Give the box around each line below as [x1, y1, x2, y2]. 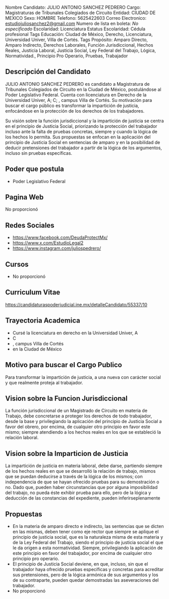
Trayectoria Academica [5, 316, 81, 325]
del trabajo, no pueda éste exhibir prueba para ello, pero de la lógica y [5, 489, 151, 496]
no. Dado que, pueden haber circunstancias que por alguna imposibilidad [5, 484, 158, 490]
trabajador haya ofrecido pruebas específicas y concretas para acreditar [12, 566, 164, 572]
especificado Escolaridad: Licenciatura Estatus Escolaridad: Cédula [5, 26, 145, 32]
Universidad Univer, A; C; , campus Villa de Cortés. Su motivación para [5, 97, 152, 103]
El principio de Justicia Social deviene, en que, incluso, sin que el [12, 560, 148, 567]
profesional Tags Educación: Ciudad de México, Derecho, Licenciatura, [5, 31, 153, 37]
